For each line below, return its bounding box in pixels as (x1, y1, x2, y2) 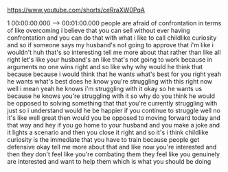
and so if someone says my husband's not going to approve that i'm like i (7, 41, 214, 49)
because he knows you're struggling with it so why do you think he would (7, 92, 215, 100)
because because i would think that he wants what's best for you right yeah (7, 70, 222, 78)
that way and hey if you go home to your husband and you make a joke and (7, 121, 220, 129)
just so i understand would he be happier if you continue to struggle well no (7, 106, 221, 114)
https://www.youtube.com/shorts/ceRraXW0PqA (7, 6, 146, 14)
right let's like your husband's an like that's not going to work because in (7, 56, 213, 64)
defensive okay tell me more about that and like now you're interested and (7, 143, 217, 151)
